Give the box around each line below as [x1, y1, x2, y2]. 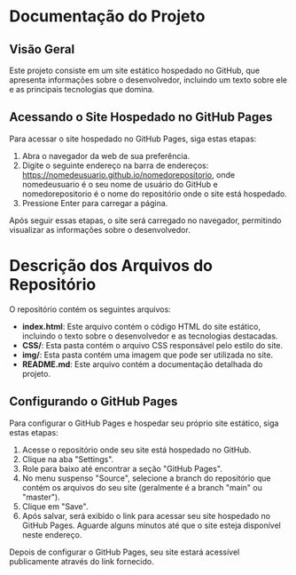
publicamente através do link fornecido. [9, 555, 154, 566]
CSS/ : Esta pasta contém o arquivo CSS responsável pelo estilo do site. [21, 339, 284, 350]
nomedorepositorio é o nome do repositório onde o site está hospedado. [21, 188, 288, 199]
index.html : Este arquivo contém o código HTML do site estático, [21, 321, 261, 331]
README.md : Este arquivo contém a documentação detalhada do [21, 358, 263, 370]
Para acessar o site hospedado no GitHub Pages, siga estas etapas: [9, 133, 257, 144]
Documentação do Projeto [9, 6, 206, 27]
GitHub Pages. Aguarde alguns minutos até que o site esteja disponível [21, 520, 281, 531]
